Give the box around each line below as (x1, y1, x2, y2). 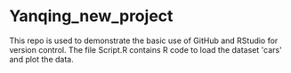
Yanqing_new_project (9, 6, 174, 26)
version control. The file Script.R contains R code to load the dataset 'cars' (9, 44, 282, 55)
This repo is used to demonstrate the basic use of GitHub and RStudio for (9, 35, 279, 46)
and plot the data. (9, 54, 74, 64)
